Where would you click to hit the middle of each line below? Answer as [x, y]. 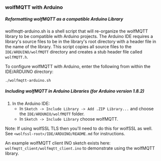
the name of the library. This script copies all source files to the [68, 46]
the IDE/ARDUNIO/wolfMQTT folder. [52, 114]
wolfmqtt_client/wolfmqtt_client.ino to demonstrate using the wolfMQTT [80, 148]
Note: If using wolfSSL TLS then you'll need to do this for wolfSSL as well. [79, 128]
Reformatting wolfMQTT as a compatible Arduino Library [64, 19]
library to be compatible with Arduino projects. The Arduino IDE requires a [79, 36]
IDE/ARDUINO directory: [29, 72]
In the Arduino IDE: [31, 103]
